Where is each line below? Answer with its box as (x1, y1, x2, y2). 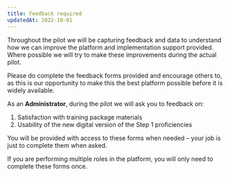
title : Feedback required (7, 10, 82, 17)
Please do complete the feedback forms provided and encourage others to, (7, 71, 222, 80)
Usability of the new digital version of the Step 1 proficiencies (17, 120, 193, 128)
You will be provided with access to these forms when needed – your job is (7, 133, 221, 142)
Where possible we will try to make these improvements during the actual (7, 50, 217, 59)
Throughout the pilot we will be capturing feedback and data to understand (7, 35, 222, 44)
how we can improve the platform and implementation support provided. (7, 43, 214, 51)
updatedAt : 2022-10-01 (7, 17, 73, 24)
